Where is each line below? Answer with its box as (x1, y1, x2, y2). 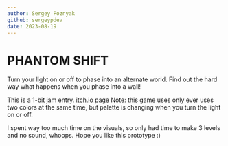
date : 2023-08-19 (7, 23, 57, 30)
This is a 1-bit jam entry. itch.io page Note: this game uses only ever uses (7, 96, 214, 104)
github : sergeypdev (7, 17, 63, 23)
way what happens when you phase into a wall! (7, 83, 141, 91)
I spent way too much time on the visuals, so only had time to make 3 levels (7, 124, 221, 132)
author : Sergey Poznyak (7, 10, 76, 17)
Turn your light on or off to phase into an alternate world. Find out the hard (7, 75, 218, 83)
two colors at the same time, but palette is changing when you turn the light (7, 103, 221, 112)
